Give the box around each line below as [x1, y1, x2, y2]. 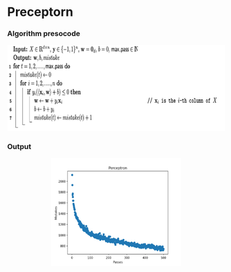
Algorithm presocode [7, 29, 81, 39]
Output [7, 142, 32, 152]
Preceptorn [7, 4, 74, 20]
